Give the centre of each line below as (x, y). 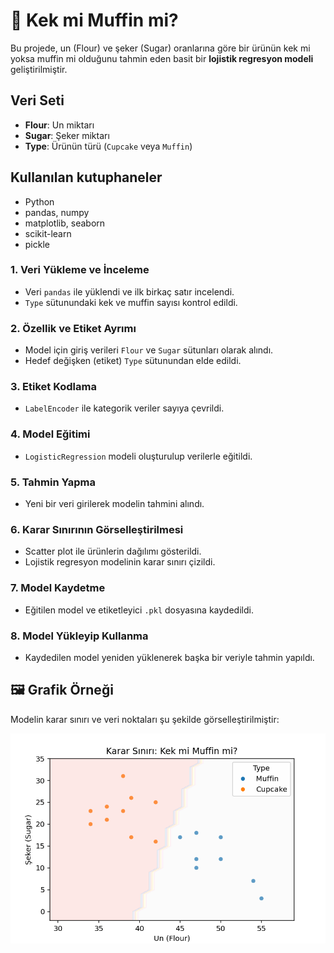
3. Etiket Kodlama (53, 387)
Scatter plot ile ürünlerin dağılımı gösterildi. (113, 551)
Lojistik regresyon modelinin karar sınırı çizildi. (120, 562)
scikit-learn (48, 233)
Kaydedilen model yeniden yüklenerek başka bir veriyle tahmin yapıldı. (169, 657)
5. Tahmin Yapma (53, 482)
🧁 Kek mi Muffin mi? (94, 20)
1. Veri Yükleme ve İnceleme (80, 270)
